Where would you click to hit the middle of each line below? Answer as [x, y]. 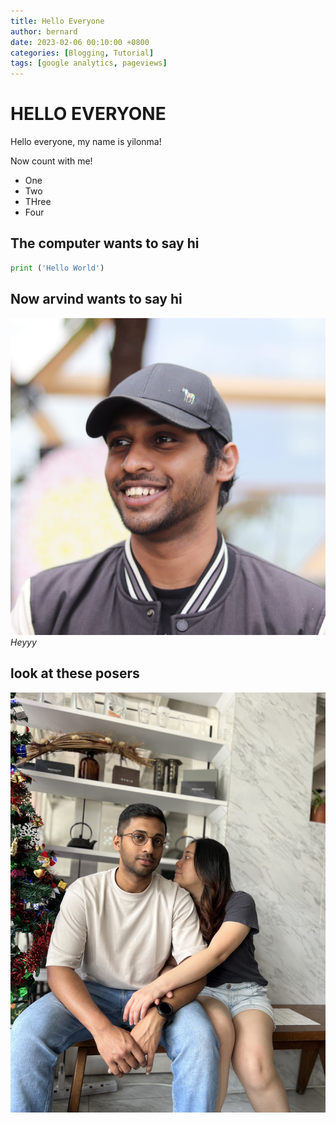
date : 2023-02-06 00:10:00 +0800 [80, 42]
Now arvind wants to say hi [96, 299]
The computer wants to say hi [105, 243]
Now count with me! [51, 161]
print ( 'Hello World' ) [57, 268]
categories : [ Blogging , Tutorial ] [82, 53]
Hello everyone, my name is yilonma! [86, 142]
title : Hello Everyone [57, 21]
